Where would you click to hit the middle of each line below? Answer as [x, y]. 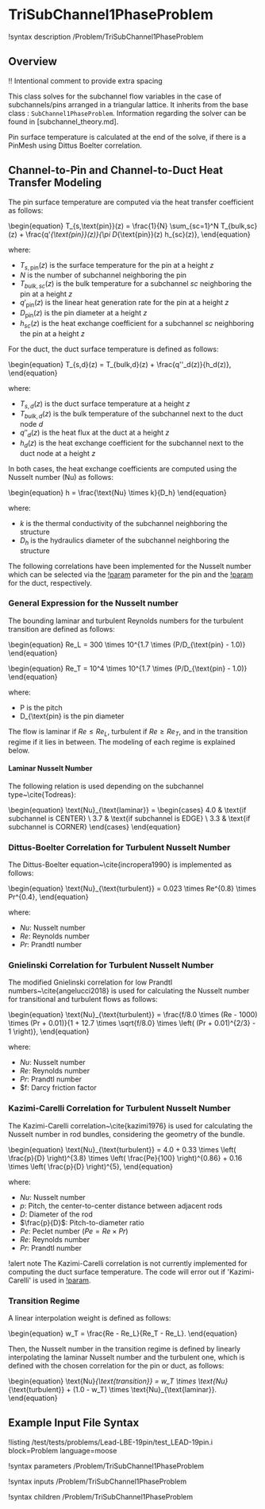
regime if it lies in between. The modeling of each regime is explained [122, 741]
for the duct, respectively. [50, 582]
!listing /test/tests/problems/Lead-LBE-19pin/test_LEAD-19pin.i [111, 1442]
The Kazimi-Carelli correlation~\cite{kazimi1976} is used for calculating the [131, 1125]
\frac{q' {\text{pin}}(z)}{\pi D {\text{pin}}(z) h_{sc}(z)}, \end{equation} [138, 234]
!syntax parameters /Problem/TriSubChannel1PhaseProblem [106, 1466]
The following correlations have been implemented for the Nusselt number [130, 566]
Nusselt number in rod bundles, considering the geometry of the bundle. [127, 1134]
